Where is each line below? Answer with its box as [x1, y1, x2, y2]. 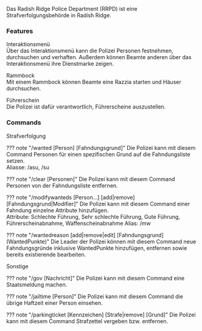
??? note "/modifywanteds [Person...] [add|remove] [6, 193, 135, 201]
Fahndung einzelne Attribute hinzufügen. [6, 207, 109, 214]
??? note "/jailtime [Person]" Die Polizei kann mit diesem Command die [6, 293, 184, 300]
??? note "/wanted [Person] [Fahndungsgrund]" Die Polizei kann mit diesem [6, 144, 196, 151]
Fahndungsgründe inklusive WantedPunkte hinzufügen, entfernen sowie [6, 244, 187, 252]
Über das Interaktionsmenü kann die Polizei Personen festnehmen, [6, 47, 173, 54]
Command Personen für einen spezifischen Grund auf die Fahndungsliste [6, 151, 190, 158]
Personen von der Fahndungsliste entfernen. [6, 182, 118, 189]
